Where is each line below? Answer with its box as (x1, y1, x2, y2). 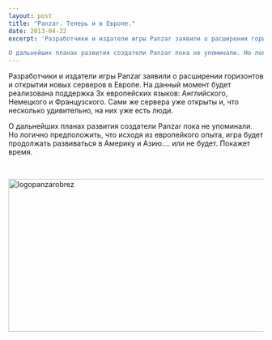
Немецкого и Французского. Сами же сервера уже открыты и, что (8, 97, 239, 107)
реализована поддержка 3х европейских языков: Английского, (8, 88, 228, 98)
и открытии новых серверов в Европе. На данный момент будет (8, 80, 232, 90)
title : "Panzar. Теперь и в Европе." (8, 19, 136, 28)
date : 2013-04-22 (8, 27, 67, 35)
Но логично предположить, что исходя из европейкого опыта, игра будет (8, 130, 264, 140)
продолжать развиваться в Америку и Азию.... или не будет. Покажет (8, 138, 251, 148)
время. (8, 147, 33, 157)
